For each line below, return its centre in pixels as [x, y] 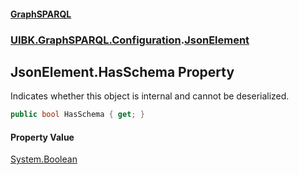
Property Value [42, 137]
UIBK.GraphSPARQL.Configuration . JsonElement [130, 40]
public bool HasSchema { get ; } [77, 115]
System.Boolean [44, 159]
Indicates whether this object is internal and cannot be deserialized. [150, 96]
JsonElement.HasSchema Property [122, 71]
